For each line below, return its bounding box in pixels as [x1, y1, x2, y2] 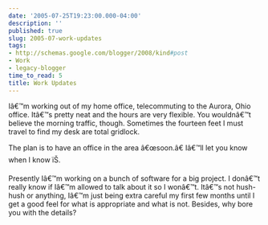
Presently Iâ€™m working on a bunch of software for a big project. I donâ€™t [8, 174, 261, 183]
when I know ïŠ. [8, 154, 61, 165]
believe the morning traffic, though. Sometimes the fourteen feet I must [8, 118, 244, 128]
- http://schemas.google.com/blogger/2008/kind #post [8, 49, 189, 57]
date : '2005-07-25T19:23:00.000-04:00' [8, 11, 142, 20]
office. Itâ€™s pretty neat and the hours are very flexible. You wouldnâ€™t [8, 109, 251, 119]
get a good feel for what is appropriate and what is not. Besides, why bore [8, 198, 254, 209]
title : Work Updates [8, 79, 78, 87]
